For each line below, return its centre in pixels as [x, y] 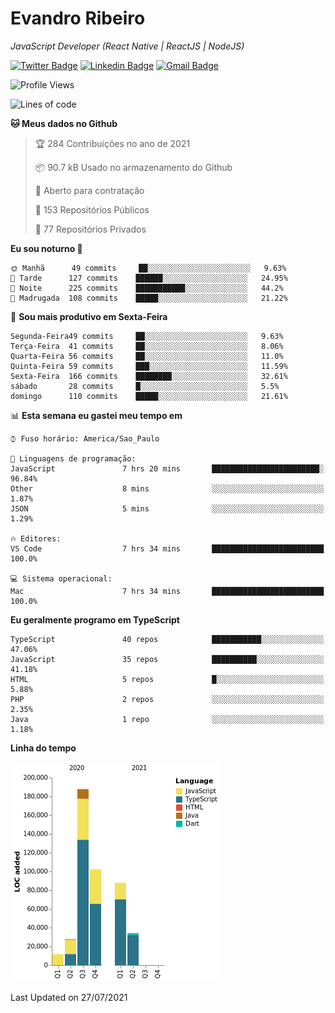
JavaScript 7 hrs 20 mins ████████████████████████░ [167, 468]
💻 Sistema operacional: [61, 578]
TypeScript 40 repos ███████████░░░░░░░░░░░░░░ [167, 639]
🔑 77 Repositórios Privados [90, 229]
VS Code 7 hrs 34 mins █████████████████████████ [167, 548]
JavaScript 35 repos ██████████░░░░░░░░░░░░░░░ [167, 659]
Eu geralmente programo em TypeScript [95, 619]
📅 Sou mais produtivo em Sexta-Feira [89, 316]
